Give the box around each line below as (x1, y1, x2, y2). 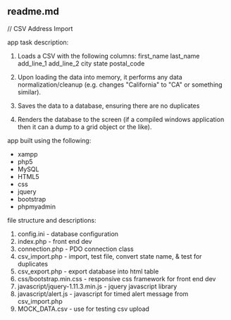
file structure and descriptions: (7, 216, 96, 224)
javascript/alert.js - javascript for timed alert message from (17, 289, 189, 298)
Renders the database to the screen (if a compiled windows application (17, 115, 225, 123)
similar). (17, 87, 41, 96)
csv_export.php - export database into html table (17, 267, 159, 276)
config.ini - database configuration (17, 229, 118, 238)
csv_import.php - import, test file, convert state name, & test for (17, 252, 202, 260)
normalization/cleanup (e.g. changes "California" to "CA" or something (17, 80, 223, 89)
